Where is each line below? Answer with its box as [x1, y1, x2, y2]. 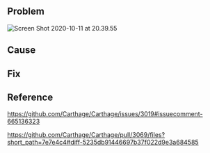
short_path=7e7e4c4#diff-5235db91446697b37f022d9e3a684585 [7, 138, 200, 147]
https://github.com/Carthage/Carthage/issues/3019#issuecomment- [7, 110, 203, 118]
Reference [7, 91, 54, 103]
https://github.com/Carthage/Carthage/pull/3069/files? [7, 131, 165, 139]
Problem [7, 6, 45, 17]
